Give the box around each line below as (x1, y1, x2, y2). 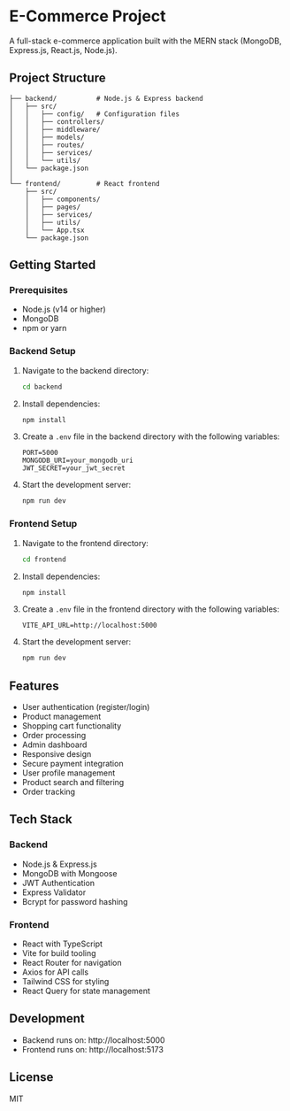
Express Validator (21, 887, 87, 898)
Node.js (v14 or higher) (21, 304, 106, 315)
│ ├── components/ (25, 195, 101, 204)
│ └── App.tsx (25, 226, 86, 235)
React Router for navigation (21, 958, 122, 968)
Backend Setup (9, 345, 77, 358)
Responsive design (21, 749, 92, 760)
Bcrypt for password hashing (21, 896, 128, 907)
